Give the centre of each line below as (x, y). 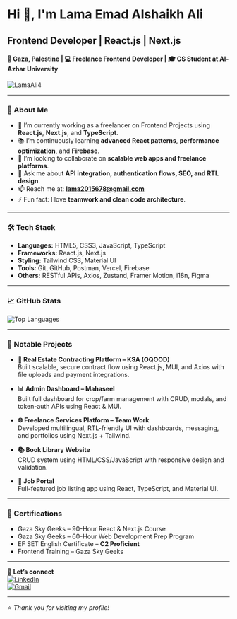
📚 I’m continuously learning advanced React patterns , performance (118, 141)
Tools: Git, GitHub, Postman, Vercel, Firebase (83, 268)
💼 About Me (28, 110)
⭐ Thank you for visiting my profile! (59, 608)
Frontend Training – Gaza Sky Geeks (71, 552)
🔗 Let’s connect (31, 572)
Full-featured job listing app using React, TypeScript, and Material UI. (118, 488)
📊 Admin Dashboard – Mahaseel (66, 388)
